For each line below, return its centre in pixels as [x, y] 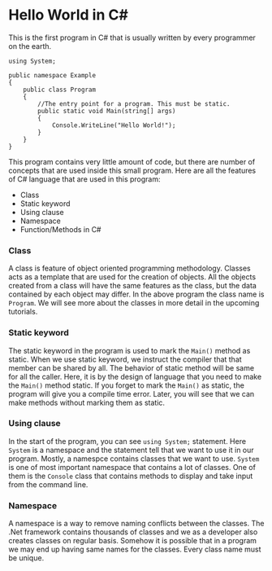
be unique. [26, 558]
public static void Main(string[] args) [107, 111]
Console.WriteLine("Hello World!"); [114, 125]
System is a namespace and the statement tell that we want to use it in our [131, 450]
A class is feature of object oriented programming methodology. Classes [130, 268]
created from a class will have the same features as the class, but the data [133, 286]
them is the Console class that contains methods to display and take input [131, 476]
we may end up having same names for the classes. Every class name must [135, 549]
